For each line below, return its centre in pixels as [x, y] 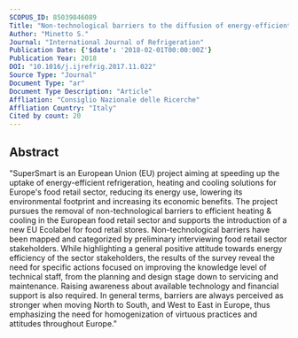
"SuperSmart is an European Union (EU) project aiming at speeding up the [145, 173]
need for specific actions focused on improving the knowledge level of [138, 267]
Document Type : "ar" [47, 83]
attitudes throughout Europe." [63, 323]
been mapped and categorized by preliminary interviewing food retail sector [148, 239]
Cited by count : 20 [45, 116]
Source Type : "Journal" [53, 75]
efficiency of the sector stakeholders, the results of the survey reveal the [142, 257]
